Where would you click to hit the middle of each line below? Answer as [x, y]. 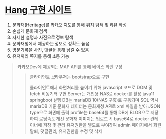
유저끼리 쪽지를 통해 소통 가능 [41, 56]
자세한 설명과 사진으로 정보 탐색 [43, 37]
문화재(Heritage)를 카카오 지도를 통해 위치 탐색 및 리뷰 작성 [70, 25]
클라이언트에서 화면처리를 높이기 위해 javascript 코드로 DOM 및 [91, 87]
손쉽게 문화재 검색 [29, 31]
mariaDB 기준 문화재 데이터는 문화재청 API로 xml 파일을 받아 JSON [95, 106]
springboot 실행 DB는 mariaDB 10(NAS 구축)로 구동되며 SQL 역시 [94, 100]
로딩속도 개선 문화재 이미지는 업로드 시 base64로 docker [94, 118]
